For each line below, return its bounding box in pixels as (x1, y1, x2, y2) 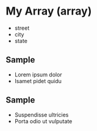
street (14, 24, 30, 32)
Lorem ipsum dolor (14, 71, 62, 78)
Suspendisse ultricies (14, 111, 69, 118)
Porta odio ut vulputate (14, 117, 73, 125)
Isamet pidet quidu (14, 77, 62, 84)
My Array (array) (5, 4, 92, 18)
